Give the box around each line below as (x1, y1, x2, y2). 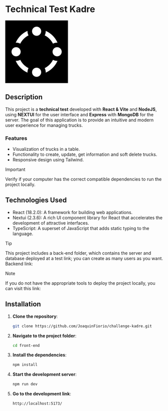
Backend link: (5, 261, 34, 267)
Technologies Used (5, 196, 67, 204)
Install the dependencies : (12, 352, 67, 358)
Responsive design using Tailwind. (12, 157, 84, 163)
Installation (5, 300, 41, 309)
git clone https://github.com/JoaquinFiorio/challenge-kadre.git (12, 323, 152, 329)
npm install (12, 362, 38, 367)
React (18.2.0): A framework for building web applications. (12, 209, 133, 215)
